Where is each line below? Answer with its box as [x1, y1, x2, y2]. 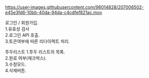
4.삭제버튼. [5, 68, 27, 74]
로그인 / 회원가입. [5, 20, 39, 25]
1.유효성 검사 [5, 26, 30, 32]
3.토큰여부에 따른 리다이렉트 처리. [5, 38, 70, 44]
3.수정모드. [5, 62, 26, 67]
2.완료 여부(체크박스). [5, 55, 47, 61]
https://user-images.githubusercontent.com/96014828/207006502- [5, 4, 144, 10]
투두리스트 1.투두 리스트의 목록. [5, 49, 65, 55]
